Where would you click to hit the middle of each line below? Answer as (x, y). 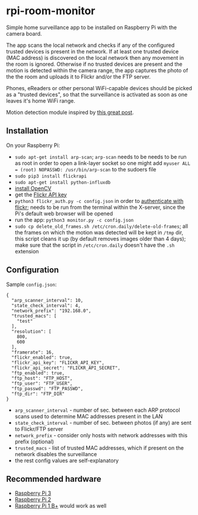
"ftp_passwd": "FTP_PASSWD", (47, 389)
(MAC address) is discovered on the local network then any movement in (95, 58)
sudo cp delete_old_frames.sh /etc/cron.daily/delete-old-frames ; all (101, 226)
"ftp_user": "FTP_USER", (42, 383)
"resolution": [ (31, 331)
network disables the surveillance (56, 454)
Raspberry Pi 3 (33, 493)
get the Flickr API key (41, 195)
